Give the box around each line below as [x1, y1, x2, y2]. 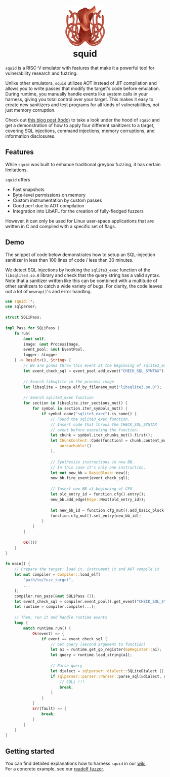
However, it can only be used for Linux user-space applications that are [5, 217, 154, 224]
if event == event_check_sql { [41, 636, 108, 641]
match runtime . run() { [23, 626, 71, 631]
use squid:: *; [5, 299, 35, 304]
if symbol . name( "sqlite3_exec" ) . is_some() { [41, 411, 137, 416]
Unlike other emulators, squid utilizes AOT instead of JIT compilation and [5, 80, 157, 86]
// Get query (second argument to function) [50, 642, 146, 647]
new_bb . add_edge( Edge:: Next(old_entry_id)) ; [50, 497, 146, 502]
